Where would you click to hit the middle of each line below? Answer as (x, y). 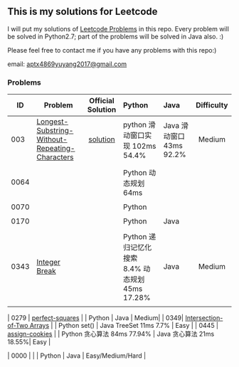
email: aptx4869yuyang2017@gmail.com (67, 64)
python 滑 (140, 125)
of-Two (18, 326)
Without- (52, 139)
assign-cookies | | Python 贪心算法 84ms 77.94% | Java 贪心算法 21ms (111, 334)
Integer (48, 262)
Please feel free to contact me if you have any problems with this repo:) (112, 50)
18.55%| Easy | (29, 342)
